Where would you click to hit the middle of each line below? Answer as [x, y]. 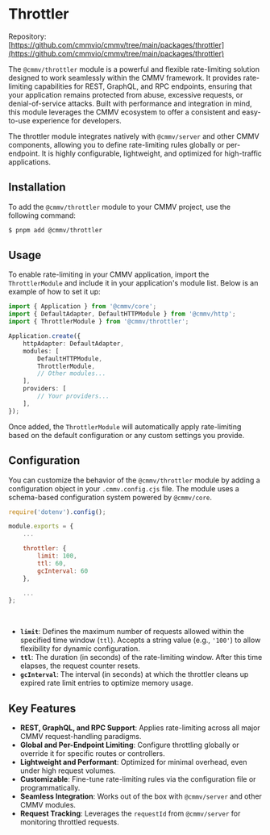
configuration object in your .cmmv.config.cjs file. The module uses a [124, 488]
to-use [19, 120]
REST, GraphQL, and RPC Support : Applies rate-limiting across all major [140, 728]
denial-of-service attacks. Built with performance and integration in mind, [130, 103]
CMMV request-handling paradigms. [81, 737]
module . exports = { [41, 526]
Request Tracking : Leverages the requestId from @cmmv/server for [130, 814]
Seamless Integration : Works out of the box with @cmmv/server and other [141, 796]
